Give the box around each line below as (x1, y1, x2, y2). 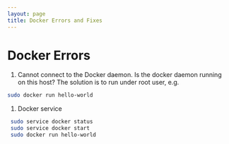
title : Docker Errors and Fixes (7, 17, 102, 24)
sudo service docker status (10, 118, 93, 126)
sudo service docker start (10, 125, 90, 132)
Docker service (17, 104, 62, 113)
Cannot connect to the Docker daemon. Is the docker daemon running (17, 71, 222, 79)
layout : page (7, 10, 46, 18)
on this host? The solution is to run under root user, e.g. (17, 78, 180, 87)
